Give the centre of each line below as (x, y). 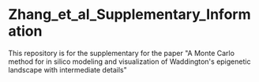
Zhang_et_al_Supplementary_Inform (129, 15)
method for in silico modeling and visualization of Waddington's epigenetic (129, 61)
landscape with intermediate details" (68, 69)
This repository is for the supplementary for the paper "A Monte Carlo (122, 53)
